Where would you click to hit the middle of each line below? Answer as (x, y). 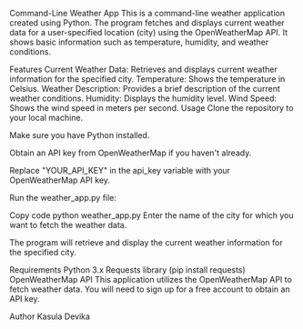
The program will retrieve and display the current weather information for (146, 243)
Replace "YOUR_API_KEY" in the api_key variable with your (120, 170)
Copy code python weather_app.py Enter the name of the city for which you (151, 215)
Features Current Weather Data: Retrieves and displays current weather (143, 69)
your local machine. (46, 118)
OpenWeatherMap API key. (60, 180)
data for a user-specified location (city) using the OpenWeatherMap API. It (149, 32)
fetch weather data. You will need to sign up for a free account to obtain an (150, 289)
